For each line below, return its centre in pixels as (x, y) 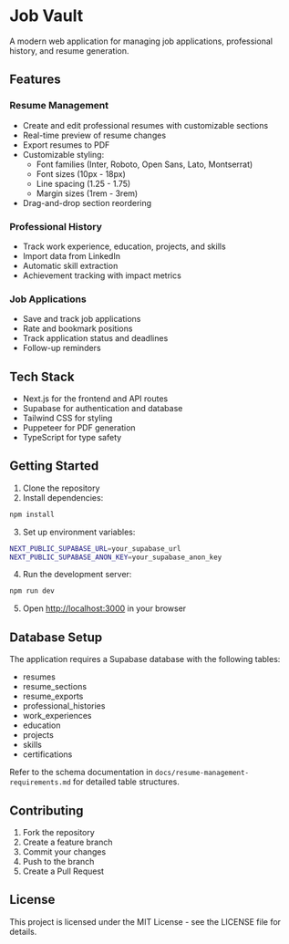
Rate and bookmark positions (77, 328)
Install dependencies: (63, 497)
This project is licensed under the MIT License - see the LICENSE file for (145, 921)
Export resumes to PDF (66, 145)
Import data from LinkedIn (72, 255)
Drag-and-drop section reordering (87, 202)
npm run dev (32, 591)
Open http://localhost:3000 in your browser (104, 608)
